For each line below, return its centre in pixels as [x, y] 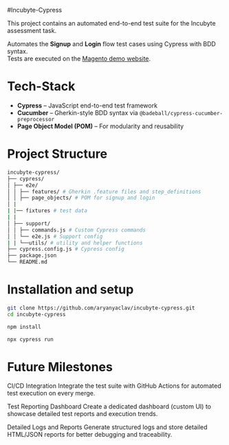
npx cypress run [30, 339]
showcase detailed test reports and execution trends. [83, 414]
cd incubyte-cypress [37, 314]
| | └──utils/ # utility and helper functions [75, 243]
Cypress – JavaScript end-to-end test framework [87, 105]
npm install [24, 327]
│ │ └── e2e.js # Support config [55, 236]
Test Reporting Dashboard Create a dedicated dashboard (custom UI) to [109, 406]
